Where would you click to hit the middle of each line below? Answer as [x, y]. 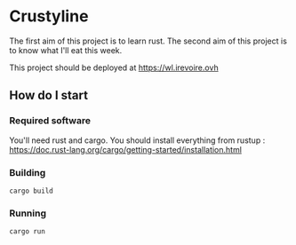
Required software [50, 121]
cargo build [31, 191]
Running [28, 213]
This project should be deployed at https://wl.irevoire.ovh [114, 67]
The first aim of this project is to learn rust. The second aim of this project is [148, 41]
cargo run [28, 232]
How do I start [49, 95]
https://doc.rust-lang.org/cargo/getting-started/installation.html [126, 149]
